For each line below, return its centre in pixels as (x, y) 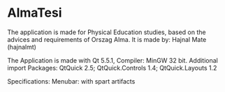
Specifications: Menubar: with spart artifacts (71, 81)
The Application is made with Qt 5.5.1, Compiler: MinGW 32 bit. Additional (112, 60)
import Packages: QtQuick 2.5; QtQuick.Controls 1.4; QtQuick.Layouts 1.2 (112, 68)
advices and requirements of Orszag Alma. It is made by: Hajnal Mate (107, 39)
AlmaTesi (35, 13)
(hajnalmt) (22, 47)
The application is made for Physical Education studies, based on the (107, 32)
